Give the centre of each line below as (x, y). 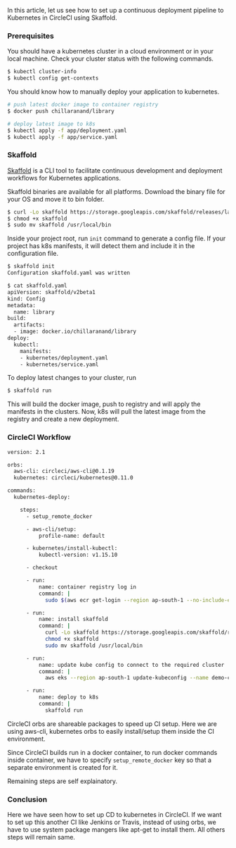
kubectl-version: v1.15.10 (78, 555)
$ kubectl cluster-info (42, 72)
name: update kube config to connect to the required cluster (131, 665)
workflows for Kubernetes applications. (64, 178)
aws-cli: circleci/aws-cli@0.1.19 (64, 472)
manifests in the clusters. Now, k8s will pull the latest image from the (106, 412)
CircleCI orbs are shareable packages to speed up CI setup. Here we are (112, 724)
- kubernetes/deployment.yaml (64, 358)
